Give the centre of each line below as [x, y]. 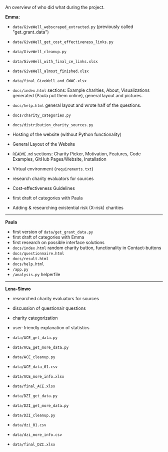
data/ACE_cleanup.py [34, 357]
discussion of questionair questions [49, 308]
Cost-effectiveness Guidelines [43, 188]
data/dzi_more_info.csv [37, 435]
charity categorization [35, 318]
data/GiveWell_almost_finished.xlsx [50, 71]
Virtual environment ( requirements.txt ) [53, 169]
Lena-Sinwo [18, 289]
